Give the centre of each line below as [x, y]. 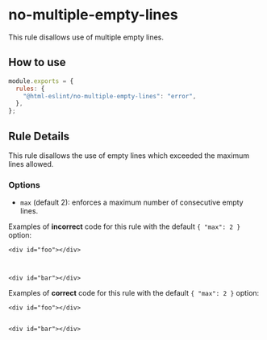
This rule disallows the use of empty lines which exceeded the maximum [129, 155]
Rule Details [39, 136]
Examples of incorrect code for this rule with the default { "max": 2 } [124, 226]
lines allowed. [31, 164]
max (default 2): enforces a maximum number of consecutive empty [131, 202]
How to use [37, 62]
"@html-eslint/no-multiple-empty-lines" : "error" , [110, 96]
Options [24, 185]
